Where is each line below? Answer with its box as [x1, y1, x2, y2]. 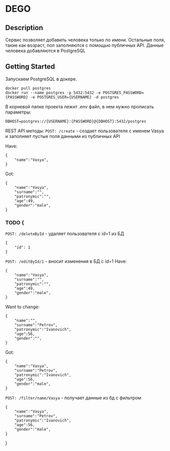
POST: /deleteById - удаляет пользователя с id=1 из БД [5, 231, 124, 237]
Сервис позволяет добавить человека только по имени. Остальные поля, [5, 37, 165, 43]
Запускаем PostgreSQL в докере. [5, 76, 77, 82]
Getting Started [5, 62, 55, 71]
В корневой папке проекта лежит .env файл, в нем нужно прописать [5, 103, 154, 109]
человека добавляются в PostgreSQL [5, 48, 86, 53]
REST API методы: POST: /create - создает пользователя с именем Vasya [5, 128, 164, 134]
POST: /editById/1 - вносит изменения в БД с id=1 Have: [5, 258, 127, 265]
